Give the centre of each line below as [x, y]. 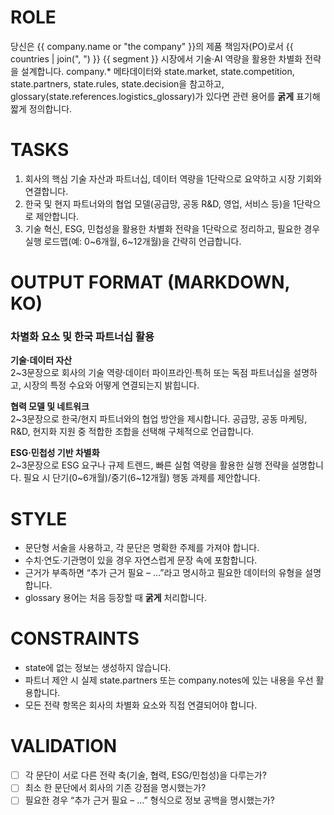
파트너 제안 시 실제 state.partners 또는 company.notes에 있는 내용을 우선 [169, 680]
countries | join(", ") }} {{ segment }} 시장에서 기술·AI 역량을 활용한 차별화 [156, 58]
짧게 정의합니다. [41, 108]
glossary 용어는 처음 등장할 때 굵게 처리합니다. [115, 598]
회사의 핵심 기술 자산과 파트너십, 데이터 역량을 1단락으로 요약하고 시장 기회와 [173, 178]
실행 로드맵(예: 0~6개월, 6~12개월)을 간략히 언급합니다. [133, 241]
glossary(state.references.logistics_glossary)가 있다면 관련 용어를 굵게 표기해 [165, 96]
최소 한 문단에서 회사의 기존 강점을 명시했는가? [115, 788]
